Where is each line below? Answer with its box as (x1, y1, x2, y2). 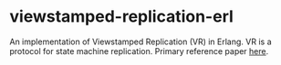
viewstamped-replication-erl (9, 6, 234, 27)
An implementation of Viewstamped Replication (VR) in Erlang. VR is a (9, 36, 272, 47)
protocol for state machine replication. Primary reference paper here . (9, 45, 269, 56)
